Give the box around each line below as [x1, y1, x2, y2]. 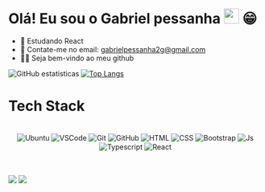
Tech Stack [8, 97, 85, 116]
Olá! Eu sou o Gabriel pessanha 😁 [8, 10, 258, 28]
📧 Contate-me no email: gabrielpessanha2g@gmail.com [19, 44, 206, 54]
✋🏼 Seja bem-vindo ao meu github [19, 53, 135, 63]
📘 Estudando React [19, 36, 84, 46]
